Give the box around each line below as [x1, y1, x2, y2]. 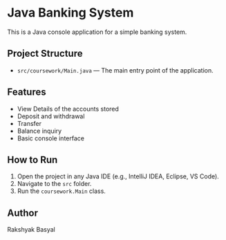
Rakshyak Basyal [7, 225, 55, 234]
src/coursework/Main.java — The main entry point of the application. [17, 66, 214, 74]
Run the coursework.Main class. [17, 187, 106, 195]
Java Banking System [7, 5, 134, 21]
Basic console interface [17, 133, 85, 142]
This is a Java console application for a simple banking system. [7, 28, 187, 36]
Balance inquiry [17, 127, 62, 135]
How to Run [7, 154, 58, 165]
